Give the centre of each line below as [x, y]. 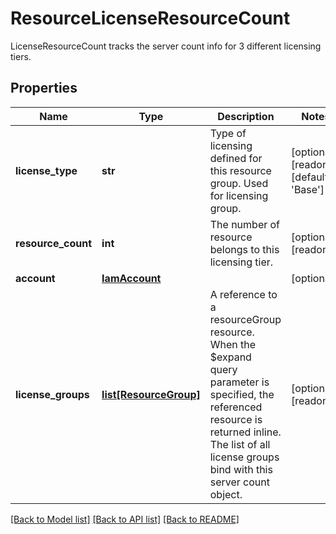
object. [226, 494]
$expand [230, 357]
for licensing [239, 195]
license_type [46, 170]
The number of [245, 224]
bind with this [241, 469]
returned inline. [245, 432]
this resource [240, 170]
